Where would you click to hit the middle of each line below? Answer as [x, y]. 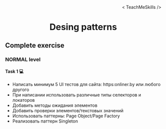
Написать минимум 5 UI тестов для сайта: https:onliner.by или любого [86, 84]
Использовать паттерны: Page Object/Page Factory [66, 116]
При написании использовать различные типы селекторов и [77, 95]
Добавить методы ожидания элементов [55, 105]
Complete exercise [35, 45]
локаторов [24, 100]
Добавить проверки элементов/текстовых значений [68, 110]
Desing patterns [83, 27]
